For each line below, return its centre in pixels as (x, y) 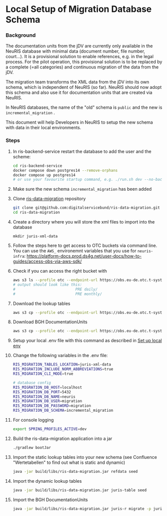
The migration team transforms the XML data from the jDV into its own (78, 82)
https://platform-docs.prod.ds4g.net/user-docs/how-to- (84, 256)
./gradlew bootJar (32, 447)
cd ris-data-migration (36, 213)
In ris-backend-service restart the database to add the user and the (82, 151)
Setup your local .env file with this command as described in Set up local (87, 341)
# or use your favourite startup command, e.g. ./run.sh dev (78, 180)
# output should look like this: (47, 285)
